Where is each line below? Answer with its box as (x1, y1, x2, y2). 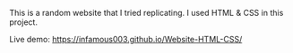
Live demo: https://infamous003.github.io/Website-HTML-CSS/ (9, 34, 243, 44)
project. (9, 17, 39, 27)
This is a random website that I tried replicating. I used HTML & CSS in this (9, 8, 284, 18)
